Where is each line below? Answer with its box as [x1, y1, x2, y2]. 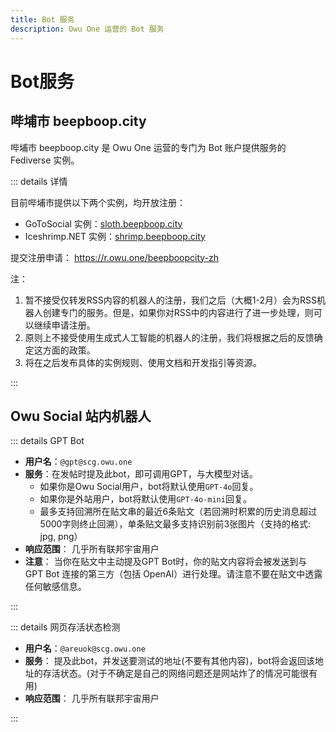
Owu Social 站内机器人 [10, 407, 152, 425]
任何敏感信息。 [24, 581, 87, 593]
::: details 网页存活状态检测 [10, 621, 121, 633]
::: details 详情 [10, 175, 68, 187]
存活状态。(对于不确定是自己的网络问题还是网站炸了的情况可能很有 [42, 667, 318, 680]
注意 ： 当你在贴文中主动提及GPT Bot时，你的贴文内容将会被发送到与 [24, 556, 308, 568]
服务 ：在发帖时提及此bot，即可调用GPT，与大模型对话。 [24, 468, 258, 480]
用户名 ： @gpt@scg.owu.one [24, 456, 133, 468]
